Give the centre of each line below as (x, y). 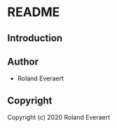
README (34, 12)
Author (23, 61)
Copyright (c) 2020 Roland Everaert (59, 118)
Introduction (35, 38)
